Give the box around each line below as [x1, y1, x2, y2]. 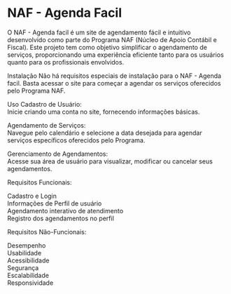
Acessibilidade [7, 256, 50, 265]
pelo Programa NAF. [7, 86, 66, 95]
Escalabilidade [7, 271, 49, 279]
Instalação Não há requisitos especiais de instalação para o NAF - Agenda [7, 72, 222, 80]
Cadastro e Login [7, 192, 57, 200]
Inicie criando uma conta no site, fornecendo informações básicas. [7, 107, 200, 116]
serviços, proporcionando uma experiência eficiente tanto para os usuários [7, 51, 224, 59]
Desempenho [7, 241, 46, 250]
